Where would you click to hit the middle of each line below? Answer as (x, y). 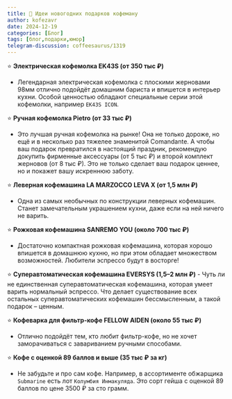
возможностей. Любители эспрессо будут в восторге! (98, 260)
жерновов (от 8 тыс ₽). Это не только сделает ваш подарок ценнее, (118, 163)
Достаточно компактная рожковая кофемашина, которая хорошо (115, 246)
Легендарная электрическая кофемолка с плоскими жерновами (114, 82)
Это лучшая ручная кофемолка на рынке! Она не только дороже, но (118, 134)
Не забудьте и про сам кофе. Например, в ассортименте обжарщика (120, 373)
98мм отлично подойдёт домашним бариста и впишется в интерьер (119, 90)
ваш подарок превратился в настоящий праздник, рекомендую (112, 149)
